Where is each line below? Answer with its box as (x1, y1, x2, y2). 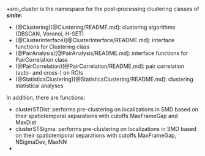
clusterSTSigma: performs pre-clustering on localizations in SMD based (15, 125, 197, 132)
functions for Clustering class (15, 43, 90, 50)
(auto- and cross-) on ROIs (15, 69, 84, 76)
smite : (6, 12, 23, 19)
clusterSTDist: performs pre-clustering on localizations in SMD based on (15, 106, 199, 113)
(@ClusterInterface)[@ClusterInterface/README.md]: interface (15, 37, 175, 43)
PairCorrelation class (15, 56, 69, 63)
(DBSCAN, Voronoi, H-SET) (15, 30, 84, 37)
